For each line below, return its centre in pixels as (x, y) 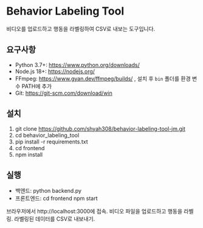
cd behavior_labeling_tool (47, 135)
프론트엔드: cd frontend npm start (56, 198)
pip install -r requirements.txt (51, 142)
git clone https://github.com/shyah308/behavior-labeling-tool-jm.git (100, 128)
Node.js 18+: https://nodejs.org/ (55, 71)
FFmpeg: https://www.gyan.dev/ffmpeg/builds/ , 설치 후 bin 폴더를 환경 (103, 78)
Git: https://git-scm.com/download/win (64, 93)
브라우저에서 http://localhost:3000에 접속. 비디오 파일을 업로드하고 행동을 (95, 212)
